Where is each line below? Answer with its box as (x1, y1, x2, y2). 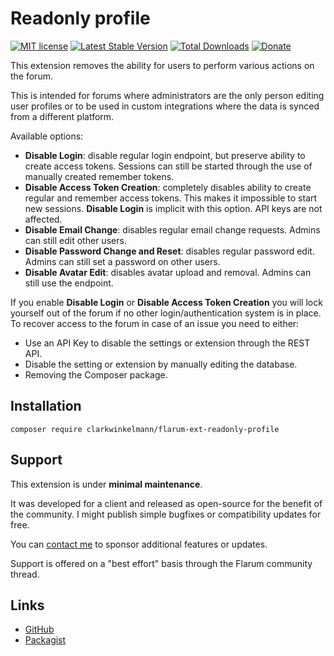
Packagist (24, 634, 67, 646)
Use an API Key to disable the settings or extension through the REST (24, 337, 311, 349)
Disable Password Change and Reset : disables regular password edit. (24, 245, 315, 257)
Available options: (10, 130, 84, 142)
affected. (24, 213, 63, 225)
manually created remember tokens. (24, 170, 175, 182)
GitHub (24, 623, 55, 636)
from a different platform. (10, 110, 115, 122)
